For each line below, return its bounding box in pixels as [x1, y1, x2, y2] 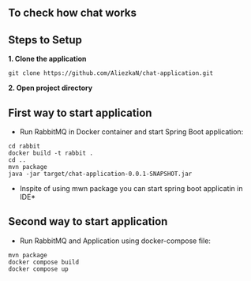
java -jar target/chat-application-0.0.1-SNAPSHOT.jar [8, 170, 193, 178]
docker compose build [8, 258, 80, 266]
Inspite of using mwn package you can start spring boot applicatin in [19, 184, 243, 193]
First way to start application [8, 106, 152, 119]
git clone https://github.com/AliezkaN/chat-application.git [8, 69, 214, 77]
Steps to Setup [8, 33, 83, 47]
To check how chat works [8, 6, 137, 20]
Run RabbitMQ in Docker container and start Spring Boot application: [19, 127, 244, 137]
